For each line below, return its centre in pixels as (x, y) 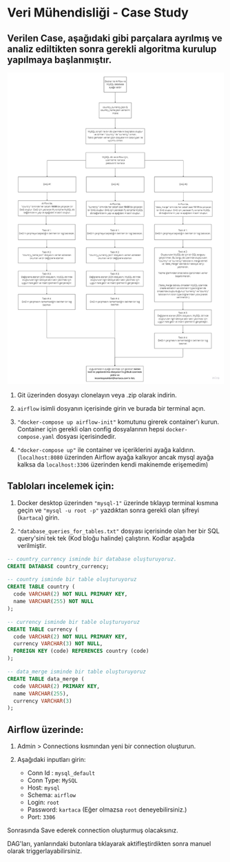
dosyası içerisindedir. (86, 436)
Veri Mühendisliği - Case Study (98, 13)
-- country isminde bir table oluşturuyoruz (72, 580)
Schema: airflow (52, 795)
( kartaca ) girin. (38, 517)
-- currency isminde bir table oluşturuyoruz (73, 622)
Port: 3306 (41, 817)
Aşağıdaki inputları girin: (51, 760)
